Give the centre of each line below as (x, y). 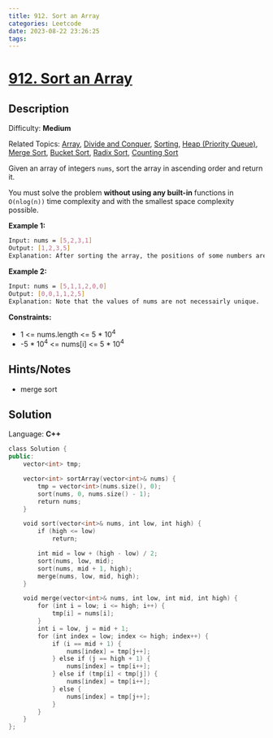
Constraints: (30, 317)
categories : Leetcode (45, 24)
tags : (17, 39)
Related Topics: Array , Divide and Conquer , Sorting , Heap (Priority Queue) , (133, 144)
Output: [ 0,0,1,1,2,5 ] (47, 293)
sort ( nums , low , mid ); (76, 561)
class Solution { (38, 449)
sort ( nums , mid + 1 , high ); (85, 569)
